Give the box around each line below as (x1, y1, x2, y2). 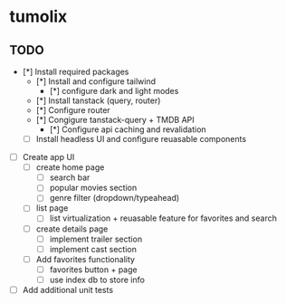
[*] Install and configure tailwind (35, 76, 157, 87)
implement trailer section (49, 233, 143, 244)
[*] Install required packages (22, 66, 129, 77)
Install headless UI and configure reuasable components (35, 134, 247, 144)
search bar (49, 172, 91, 183)
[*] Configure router (35, 105, 110, 115)
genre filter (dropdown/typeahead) (49, 193, 180, 204)
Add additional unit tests (22, 284, 114, 295)
